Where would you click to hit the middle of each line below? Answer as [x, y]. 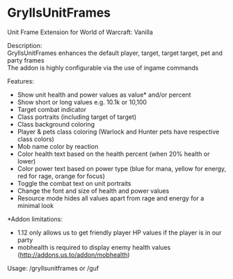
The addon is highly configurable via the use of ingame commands [103, 67]
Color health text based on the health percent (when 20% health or [113, 154]
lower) [26, 161]
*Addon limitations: [35, 219]
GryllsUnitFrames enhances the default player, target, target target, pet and [115, 53]
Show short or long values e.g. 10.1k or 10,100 [82, 102]
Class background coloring [56, 124]
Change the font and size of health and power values [93, 191]
